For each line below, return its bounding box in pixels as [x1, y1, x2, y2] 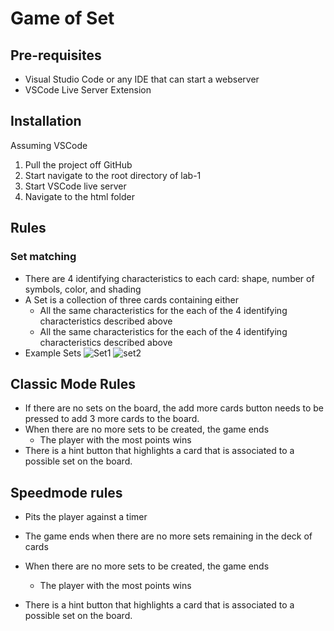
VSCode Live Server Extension [24, 84, 152, 96]
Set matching [10, 250, 77, 264]
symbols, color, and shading [24, 283, 142, 295]
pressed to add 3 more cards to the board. [24, 413, 200, 425]
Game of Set [10, 7, 115, 30]
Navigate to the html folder [24, 190, 135, 202]
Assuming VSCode [10, 139, 88, 151]
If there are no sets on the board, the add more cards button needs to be [24, 402, 324, 414]
